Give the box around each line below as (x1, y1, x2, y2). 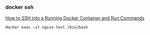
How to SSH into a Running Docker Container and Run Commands (5, 15, 145, 21)
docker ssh (5, 4, 34, 11)
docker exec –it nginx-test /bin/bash (5, 25, 88, 30)
